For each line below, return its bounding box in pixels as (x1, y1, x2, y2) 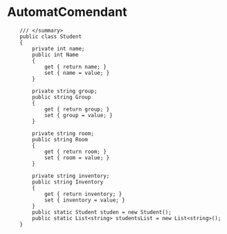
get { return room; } (44, 148, 107, 155)
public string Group (32, 93, 91, 100)
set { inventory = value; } (44, 197, 126, 204)
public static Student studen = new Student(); (32, 208, 172, 215)
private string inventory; (32, 172, 110, 179)
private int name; (32, 45, 85, 52)
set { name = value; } (44, 69, 110, 76)
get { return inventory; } (44, 190, 122, 197)
